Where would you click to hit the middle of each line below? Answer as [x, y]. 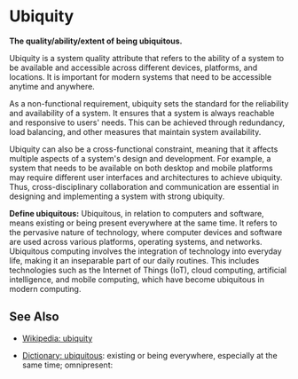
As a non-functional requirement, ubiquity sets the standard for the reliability [149, 103]
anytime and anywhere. [52, 86]
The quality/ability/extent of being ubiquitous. [96, 41]
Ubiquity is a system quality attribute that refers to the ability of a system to [147, 58]
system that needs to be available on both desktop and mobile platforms [141, 168]
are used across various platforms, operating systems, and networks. [136, 241]
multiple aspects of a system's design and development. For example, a [140, 158]
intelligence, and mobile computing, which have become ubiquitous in [137, 279]
